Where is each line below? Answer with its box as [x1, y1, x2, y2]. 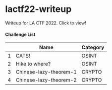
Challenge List [5, 31, 36, 37]
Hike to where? [15, 61, 51, 68]
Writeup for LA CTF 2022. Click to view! [5, 20, 87, 26]
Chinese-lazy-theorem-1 [15, 69, 77, 76]
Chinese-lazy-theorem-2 [15, 77, 77, 84]
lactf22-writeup [5, 3, 72, 15]
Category [81, 44, 105, 51]
